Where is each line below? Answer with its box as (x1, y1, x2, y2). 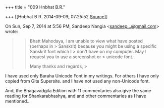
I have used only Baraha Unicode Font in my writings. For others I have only (5, 73, 160, 78)
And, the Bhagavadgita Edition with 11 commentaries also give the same (5, 88, 151, 93)
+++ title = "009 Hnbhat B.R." (5, 4, 65, 10)
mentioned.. (5, 98, 30, 104)
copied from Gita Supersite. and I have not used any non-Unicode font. (5, 78, 150, 84)
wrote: (5, 29, 18, 34)
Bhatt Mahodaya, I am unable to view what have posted (29, 38, 143, 44)
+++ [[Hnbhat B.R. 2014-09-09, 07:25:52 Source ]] (5, 14, 108, 19)
